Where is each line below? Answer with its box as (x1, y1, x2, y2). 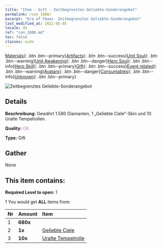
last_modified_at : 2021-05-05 (5, 21, 67, 26)
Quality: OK (5, 125, 29, 131)
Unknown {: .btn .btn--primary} (14, 73, 77, 79)
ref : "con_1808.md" (5, 30, 45, 35)
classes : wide (5, 39, 34, 44)
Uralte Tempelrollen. (5, 116, 46, 122)
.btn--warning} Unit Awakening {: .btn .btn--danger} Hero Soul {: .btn (5, 58, 140, 64)
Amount (18, 211, 38, 217)
